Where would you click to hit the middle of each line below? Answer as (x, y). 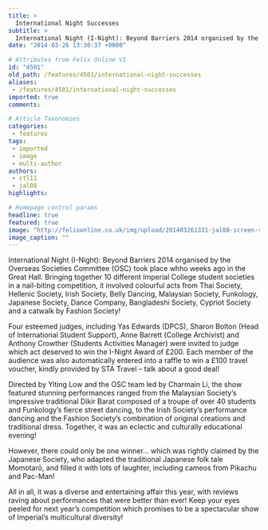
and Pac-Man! (32, 476)
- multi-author (37, 163)
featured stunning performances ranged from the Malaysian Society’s (122, 393)
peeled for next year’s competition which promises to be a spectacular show (134, 509)
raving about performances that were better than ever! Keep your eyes (124, 500)
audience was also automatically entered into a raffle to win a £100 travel (128, 361)
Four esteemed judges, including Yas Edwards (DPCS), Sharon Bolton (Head (134, 327)
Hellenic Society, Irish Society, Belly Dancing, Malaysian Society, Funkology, (133, 294)
